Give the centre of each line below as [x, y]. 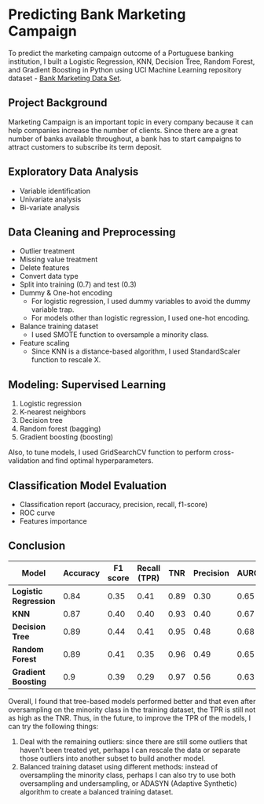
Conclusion [37, 546]
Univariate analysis [50, 199]
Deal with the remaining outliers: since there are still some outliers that [133, 741]
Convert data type [49, 276]
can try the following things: [53, 726]
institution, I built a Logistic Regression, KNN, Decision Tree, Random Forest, [132, 61]
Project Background [58, 103]
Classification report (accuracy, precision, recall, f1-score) [114, 504]
